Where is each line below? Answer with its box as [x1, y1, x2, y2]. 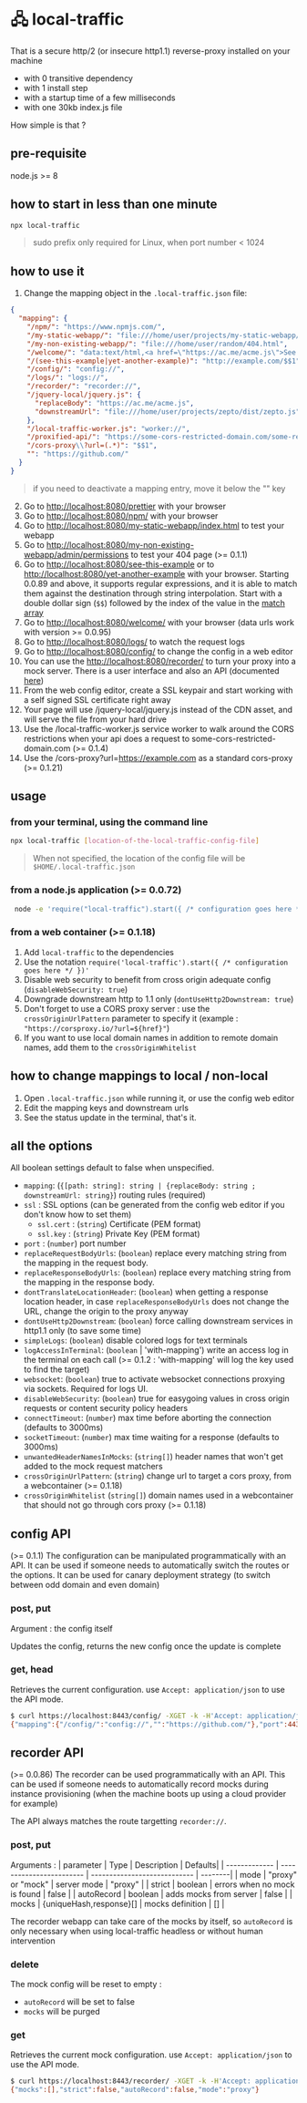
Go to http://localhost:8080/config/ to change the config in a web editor [23, 645, 294, 656]
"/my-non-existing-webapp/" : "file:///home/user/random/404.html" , [26, 339, 288, 348]
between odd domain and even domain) [10, 1580, 160, 1591]
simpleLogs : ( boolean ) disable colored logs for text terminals [23, 1335, 249, 1346]
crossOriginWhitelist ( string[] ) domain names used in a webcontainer [23, 1490, 294, 1501]
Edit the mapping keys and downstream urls [23, 1102, 189, 1113]
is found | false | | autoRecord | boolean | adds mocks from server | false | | [10, 1888, 292, 1899]
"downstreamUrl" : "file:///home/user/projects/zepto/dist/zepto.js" [34, 407, 301, 417]
